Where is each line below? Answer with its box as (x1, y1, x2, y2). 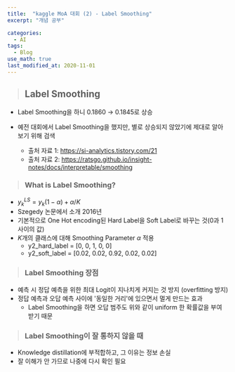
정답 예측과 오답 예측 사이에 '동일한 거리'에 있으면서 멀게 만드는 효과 (17, 294, 203, 303)
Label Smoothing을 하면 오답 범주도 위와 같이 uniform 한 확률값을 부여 (27, 303, 222, 311)
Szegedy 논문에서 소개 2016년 (17, 208, 102, 216)
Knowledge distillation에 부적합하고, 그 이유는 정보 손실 (17, 348, 171, 357)
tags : (7, 43, 23, 50)
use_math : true (7, 55, 52, 63)
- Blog (13, 49, 33, 56)
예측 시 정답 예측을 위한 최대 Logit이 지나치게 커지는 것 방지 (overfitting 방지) (17, 285, 229, 293)
